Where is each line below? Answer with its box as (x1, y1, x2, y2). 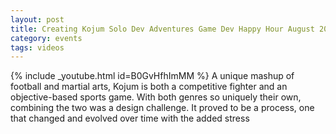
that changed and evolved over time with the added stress (10, 112, 250, 125)
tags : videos (10, 42, 65, 53)
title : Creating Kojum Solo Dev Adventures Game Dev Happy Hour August (10, 24, 315, 34)
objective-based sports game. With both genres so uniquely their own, (10, 91, 302, 103)
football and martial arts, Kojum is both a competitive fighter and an (10, 81, 288, 93)
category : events (10, 33, 83, 43)
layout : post (10, 14, 65, 25)
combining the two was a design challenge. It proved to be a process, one (10, 102, 315, 114)
